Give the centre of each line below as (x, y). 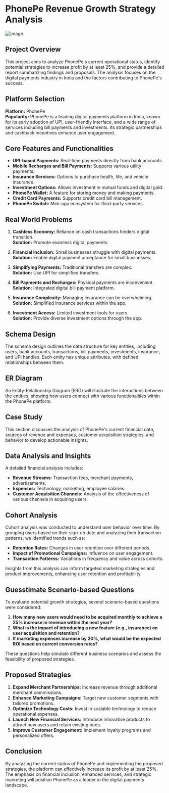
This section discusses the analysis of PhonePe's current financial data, (80, 429)
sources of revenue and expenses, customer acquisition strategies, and (79, 435)
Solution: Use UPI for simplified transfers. (56, 273)
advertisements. (29, 483)
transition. (23, 237)
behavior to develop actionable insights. (47, 440)
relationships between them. (35, 362)
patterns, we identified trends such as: (45, 538)
